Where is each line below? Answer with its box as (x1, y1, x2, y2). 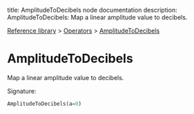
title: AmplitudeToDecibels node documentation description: (7, 6, 177, 14)
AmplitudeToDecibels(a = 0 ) (7, 100, 81, 107)
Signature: (7, 86, 37, 95)
